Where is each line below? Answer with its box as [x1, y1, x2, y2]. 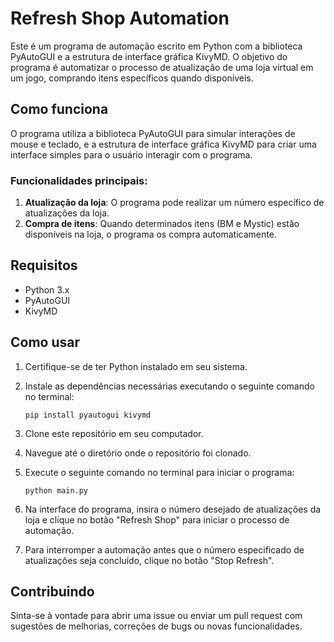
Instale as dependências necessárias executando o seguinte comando [24, 380, 315, 392]
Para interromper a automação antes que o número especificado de [24, 543, 305, 556]
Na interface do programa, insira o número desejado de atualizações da [24, 503, 322, 515]
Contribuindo [10, 583, 95, 601]
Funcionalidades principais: [10, 173, 148, 187]
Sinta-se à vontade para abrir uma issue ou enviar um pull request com [10, 610, 303, 622]
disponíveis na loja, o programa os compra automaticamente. [24, 228, 277, 241]
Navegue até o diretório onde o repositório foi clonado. [24, 447, 252, 459]
